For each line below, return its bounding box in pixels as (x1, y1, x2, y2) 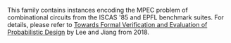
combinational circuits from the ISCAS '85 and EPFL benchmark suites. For (7, 13, 224, 21)
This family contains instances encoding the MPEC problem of (7, 6, 188, 14)
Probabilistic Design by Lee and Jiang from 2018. (7, 28, 150, 36)
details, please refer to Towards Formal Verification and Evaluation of (7, 21, 208, 28)
